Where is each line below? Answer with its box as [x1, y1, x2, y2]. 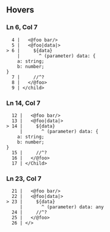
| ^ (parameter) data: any [19, 204, 104, 210]
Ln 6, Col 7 [6, 23, 38, 32]
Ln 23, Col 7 [6, 174, 42, 183]
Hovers [6, 5, 34, 15]
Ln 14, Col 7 [6, 98, 40, 107]
